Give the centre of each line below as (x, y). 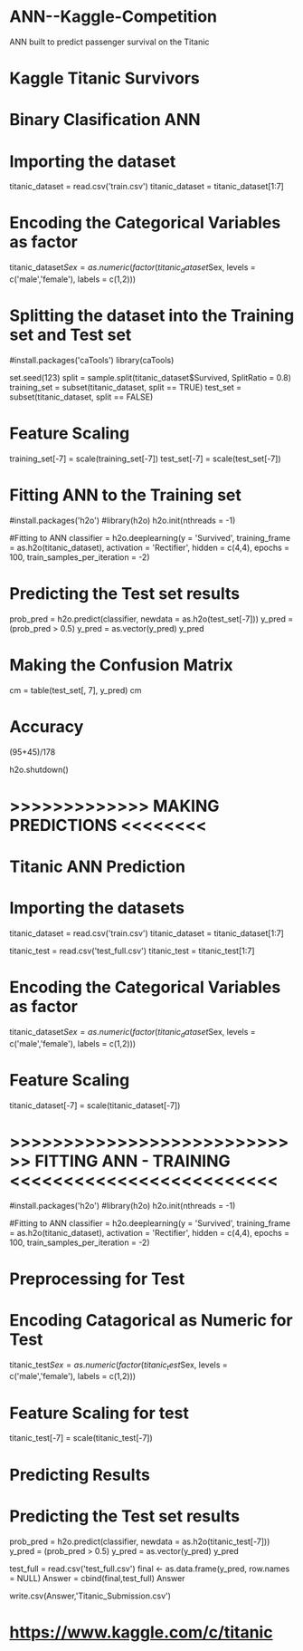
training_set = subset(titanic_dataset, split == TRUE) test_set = (126, 387)
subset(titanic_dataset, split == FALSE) (81, 397)
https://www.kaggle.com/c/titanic (141, 1632)
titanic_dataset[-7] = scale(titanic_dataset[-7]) (95, 1105)
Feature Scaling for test (99, 1413)
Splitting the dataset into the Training (152, 316)
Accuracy (47, 726)
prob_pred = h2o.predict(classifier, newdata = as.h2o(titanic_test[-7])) (140, 1541)
